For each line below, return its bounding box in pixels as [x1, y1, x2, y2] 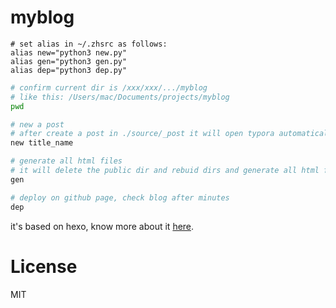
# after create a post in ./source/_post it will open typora [10, 129, 275, 139]
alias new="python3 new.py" [10, 47, 128, 58]
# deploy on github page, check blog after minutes [10, 192, 230, 203]
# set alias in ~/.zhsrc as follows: [10, 39, 168, 49]
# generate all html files [10, 156, 123, 166]
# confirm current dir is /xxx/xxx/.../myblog [10, 82, 208, 93]
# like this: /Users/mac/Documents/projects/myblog [10, 92, 230, 102]
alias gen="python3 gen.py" [10, 56, 128, 66]
